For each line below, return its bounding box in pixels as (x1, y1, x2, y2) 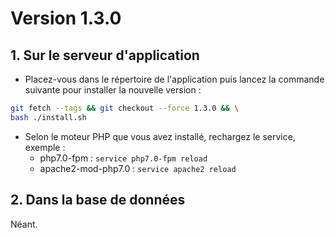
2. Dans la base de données (10, 192, 186, 209)
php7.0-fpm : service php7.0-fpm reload (39, 152, 208, 164)
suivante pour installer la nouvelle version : (24, 84, 202, 96)
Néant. (10, 218, 38, 230)
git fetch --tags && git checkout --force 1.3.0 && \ (10, 103, 240, 113)
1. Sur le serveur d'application (10, 47, 200, 64)
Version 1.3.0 (10, 7, 122, 30)
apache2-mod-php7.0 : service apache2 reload (39, 162, 237, 174)
